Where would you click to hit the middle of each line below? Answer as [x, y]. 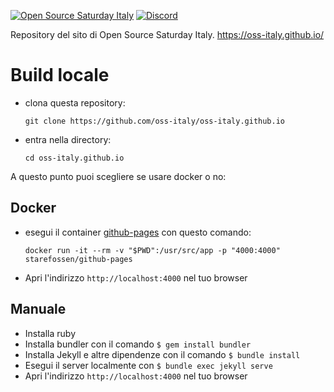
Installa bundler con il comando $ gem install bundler [138, 344]
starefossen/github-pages [78, 259]
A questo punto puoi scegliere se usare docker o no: [118, 176]
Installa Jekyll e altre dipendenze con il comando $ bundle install [162, 354]
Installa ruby [50, 333]
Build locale [60, 75]
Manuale [38, 309]
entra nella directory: [68, 139]
